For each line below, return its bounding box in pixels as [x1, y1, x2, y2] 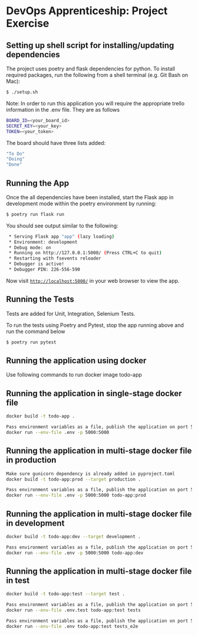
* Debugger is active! [8, 261, 65, 267]
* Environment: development [8, 239, 78, 245]
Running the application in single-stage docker [6, 388, 182, 399]
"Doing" [6, 156, 25, 162]
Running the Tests [6, 294, 75, 304]
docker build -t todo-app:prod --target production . [6, 476, 141, 482]
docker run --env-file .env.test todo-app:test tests [6, 607, 141, 613]
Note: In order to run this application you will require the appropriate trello [6, 99, 184, 107]
